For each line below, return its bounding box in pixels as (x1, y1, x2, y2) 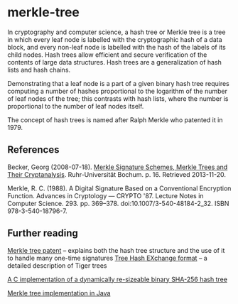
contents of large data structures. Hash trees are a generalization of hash (7, 58, 222, 66)
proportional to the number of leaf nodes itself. (7, 102, 144, 110)
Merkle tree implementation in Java (7, 288, 111, 297)
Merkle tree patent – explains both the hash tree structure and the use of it (7, 246, 225, 254)
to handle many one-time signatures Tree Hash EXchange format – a (7, 254, 207, 262)
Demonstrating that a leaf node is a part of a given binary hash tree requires (7, 79, 229, 87)
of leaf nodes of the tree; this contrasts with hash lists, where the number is (7, 94, 229, 103)
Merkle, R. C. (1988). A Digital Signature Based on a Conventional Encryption (7, 184, 232, 192)
